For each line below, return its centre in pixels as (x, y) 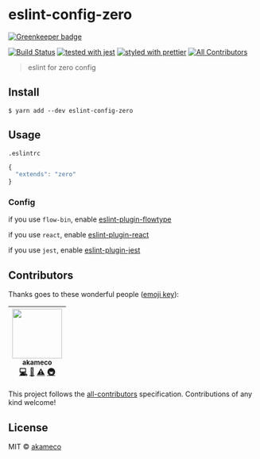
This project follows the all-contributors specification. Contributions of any (130, 394)
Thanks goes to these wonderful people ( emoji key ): (94, 295)
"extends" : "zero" (46, 175)
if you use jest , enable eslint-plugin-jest (74, 250)
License (28, 428)
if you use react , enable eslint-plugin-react (79, 235)
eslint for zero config (62, 67)
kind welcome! (32, 403)
